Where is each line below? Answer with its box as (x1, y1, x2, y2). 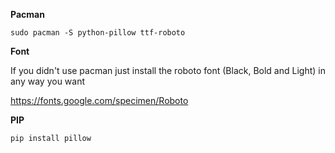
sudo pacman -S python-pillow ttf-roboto (10, 28, 186, 38)
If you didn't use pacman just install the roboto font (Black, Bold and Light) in (10, 65, 326, 76)
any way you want (10, 75, 86, 87)
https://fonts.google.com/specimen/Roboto (10, 95, 189, 106)
